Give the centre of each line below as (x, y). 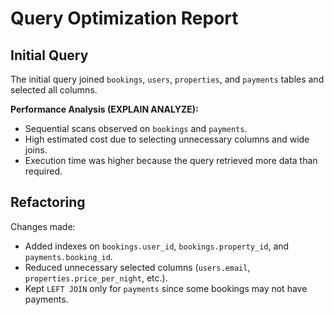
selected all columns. (54, 90)
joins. (36, 150)
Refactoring (48, 202)
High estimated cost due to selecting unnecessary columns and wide (167, 139)
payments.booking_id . (68, 256)
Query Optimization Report (124, 18)
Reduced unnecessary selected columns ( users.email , (137, 267)
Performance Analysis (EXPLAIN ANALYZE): (104, 109)
